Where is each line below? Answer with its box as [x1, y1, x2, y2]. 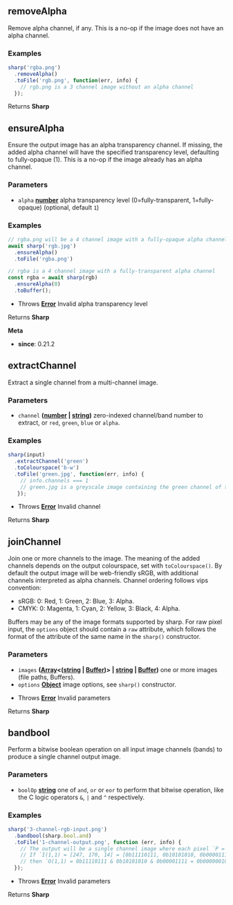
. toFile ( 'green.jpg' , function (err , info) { [14, 470, 145, 478]
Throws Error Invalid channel [17, 503, 101, 511]
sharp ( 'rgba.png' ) [8, 64, 61, 71]
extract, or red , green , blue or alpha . [17, 418, 120, 427]
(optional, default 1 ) [43, 203, 100, 212]
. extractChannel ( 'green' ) [14, 458, 89, 465]
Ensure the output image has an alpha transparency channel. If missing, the [8, 141, 223, 149]
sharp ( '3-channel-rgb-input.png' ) [8, 825, 108, 832]
